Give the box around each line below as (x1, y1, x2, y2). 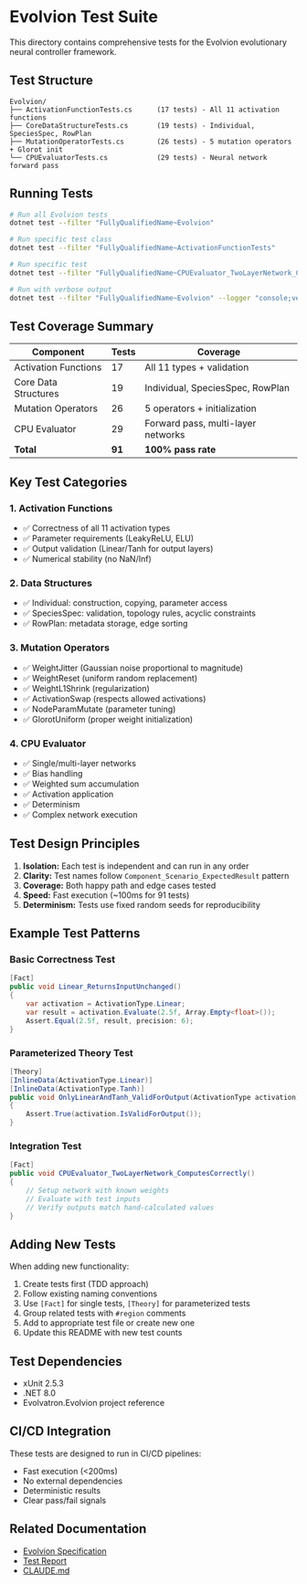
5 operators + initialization (144, 402, 258, 415)
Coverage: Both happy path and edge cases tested (22, 880, 217, 891)
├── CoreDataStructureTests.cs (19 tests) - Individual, (9, 121, 256, 130)
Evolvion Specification (22, 1546, 107, 1557)
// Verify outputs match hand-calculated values (26, 1203, 215, 1212)
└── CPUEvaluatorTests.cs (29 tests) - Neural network (9, 153, 268, 162)
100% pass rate (144, 443, 217, 456)
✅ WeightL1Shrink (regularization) (22, 682, 151, 693)
